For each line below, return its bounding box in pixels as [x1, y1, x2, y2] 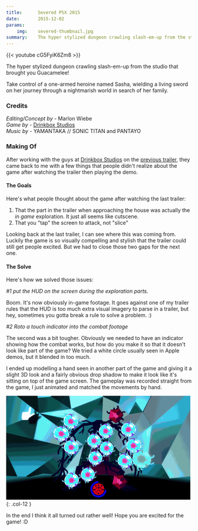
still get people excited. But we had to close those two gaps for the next [6, 243, 180, 250]
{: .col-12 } [6, 500, 32, 508]
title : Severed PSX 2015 [6, 9, 81, 15]
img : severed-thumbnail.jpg [16, 28, 94, 34]
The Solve [6, 263, 31, 270]
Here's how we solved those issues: [6, 276, 94, 283]
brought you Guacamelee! [6, 69, 70, 76]
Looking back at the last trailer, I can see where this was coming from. [6, 231, 176, 238]
